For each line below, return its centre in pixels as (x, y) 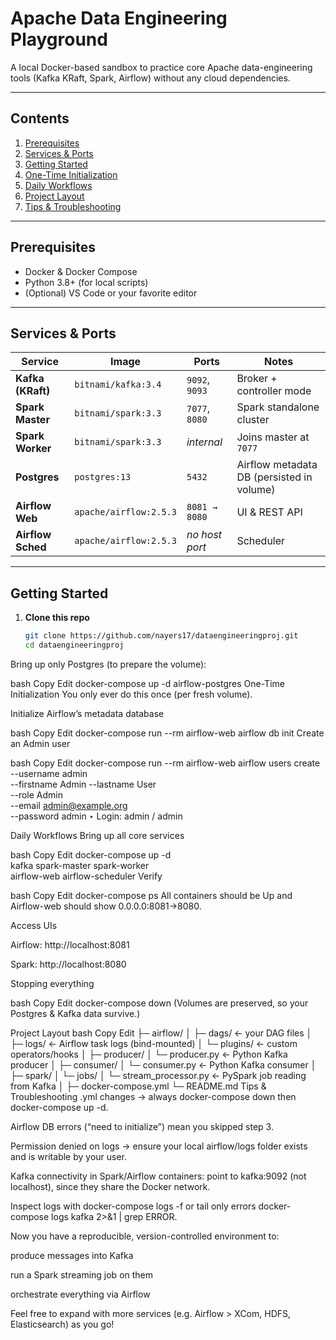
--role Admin (36, 794)
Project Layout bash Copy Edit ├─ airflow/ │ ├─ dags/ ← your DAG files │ (161, 1033)
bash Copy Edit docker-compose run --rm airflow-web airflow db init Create (167, 733)
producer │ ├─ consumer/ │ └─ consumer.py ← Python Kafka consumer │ (163, 1064)
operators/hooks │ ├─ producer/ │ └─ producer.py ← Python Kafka (149, 1054)
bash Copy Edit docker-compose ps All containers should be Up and (151, 895)
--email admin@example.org (69, 805)
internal (204, 442)
